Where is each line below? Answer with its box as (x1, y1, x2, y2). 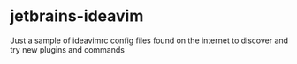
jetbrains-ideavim (10, 6, 144, 26)
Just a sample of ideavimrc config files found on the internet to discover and (10, 35, 289, 46)
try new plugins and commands (10, 44, 125, 54)
